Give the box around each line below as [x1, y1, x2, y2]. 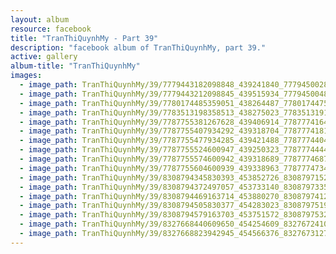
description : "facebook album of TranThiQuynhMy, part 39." [10, 42, 267, 53]
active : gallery [10, 52, 78, 62]
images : [10, 71, 43, 81]
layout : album [10, 14, 70, 25]
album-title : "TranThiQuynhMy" [10, 61, 141, 71]
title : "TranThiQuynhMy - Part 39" [10, 33, 159, 43]
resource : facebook [10, 24, 92, 34]
